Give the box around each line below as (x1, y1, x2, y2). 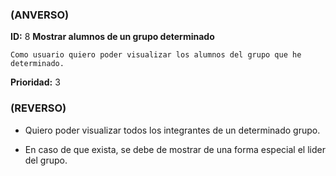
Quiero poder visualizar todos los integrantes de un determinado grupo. (24, 124, 321, 136)
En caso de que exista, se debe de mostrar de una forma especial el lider (24, 143, 326, 155)
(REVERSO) (10, 101, 67, 115)
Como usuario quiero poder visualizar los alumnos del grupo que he (10, 50, 302, 60)
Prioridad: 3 (10, 76, 61, 88)
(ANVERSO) (10, 8, 70, 22)
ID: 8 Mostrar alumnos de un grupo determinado (10, 31, 215, 43)
